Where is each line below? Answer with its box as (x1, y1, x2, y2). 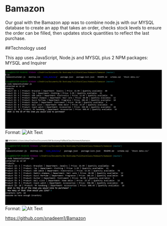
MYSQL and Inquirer (5, 60, 47, 66)
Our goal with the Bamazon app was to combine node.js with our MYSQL (5, 19, 155, 25)
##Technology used (5, 45, 46, 51)
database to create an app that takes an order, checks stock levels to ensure (5, 24, 162, 30)
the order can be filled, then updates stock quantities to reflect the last (5, 30, 150, 36)
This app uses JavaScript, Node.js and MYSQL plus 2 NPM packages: (5, 54, 148, 60)
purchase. (5, 35, 26, 41)
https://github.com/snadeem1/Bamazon (5, 215, 86, 222)
